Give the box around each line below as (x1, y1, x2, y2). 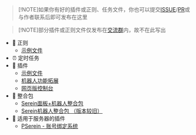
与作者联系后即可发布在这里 (18, 13, 88, 21)
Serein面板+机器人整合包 (21, 100, 84, 107)
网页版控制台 (21, 85, 53, 91)
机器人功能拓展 (21, 77, 59, 84)
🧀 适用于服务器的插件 (12, 115, 66, 122)
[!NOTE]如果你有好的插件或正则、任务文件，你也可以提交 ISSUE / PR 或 (18, 6, 190, 13)
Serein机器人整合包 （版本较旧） (21, 107, 103, 114)
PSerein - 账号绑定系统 (21, 122, 78, 130)
